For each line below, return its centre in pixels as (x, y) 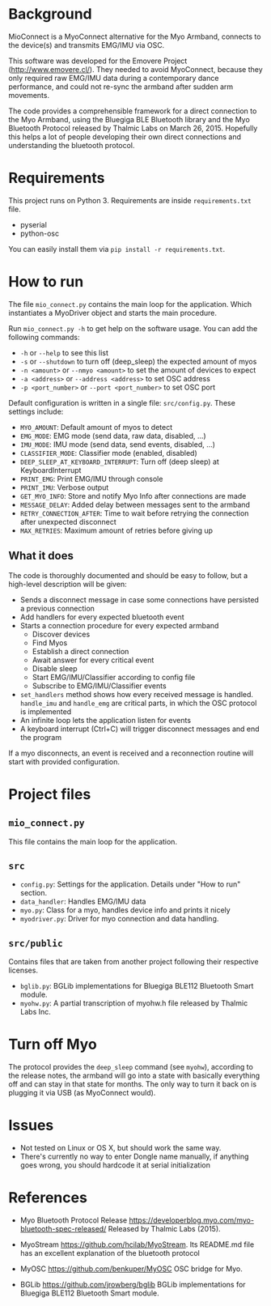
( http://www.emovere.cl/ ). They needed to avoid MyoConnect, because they (135, 69)
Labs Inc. (35, 1012)
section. (34, 893)
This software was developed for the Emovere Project (98, 61)
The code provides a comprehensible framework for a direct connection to (133, 111)
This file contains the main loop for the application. (93, 841)
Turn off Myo (53, 1044)
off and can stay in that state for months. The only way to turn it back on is (133, 1084)
